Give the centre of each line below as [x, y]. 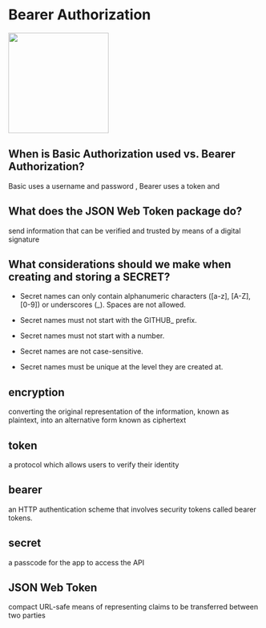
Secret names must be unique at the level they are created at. [121, 367]
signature [24, 239]
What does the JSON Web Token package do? [125, 212]
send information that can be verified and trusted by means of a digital [125, 230]
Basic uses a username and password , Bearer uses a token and [114, 186]
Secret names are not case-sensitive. [82, 352]
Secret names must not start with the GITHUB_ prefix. [109, 320]
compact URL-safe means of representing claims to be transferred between [133, 607]
